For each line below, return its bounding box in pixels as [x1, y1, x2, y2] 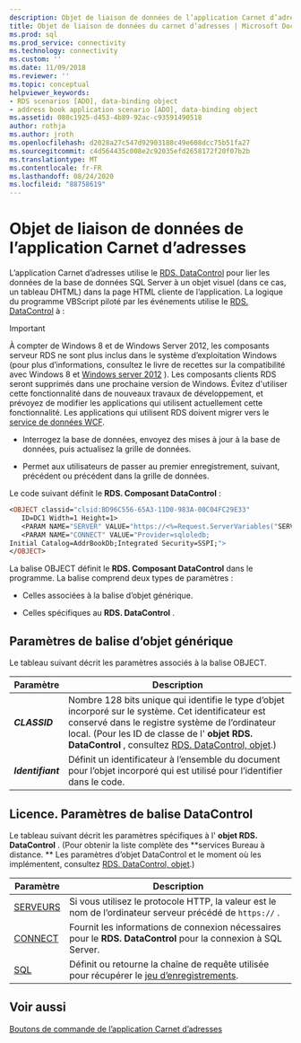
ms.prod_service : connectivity [9, 38, 126, 48]
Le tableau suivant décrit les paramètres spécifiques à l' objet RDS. [9, 829, 258, 840]
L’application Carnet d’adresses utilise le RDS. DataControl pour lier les [9, 267, 271, 278]
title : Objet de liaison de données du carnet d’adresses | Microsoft [9, 22, 279, 31]
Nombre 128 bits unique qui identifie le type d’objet [68, 694, 285, 706]
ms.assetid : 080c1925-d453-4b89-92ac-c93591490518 [9, 113, 202, 122]
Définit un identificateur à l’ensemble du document [68, 753, 280, 766]
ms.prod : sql [9, 30, 58, 39]
